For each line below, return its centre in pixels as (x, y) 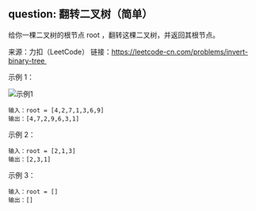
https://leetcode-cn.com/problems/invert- (180, 52)
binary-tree (27, 60)
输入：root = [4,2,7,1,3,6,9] (56, 110)
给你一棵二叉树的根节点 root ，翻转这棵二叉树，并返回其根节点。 (114, 35)
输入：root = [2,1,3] (42, 151)
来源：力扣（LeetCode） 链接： (60, 52)
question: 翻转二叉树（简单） (80, 14)
